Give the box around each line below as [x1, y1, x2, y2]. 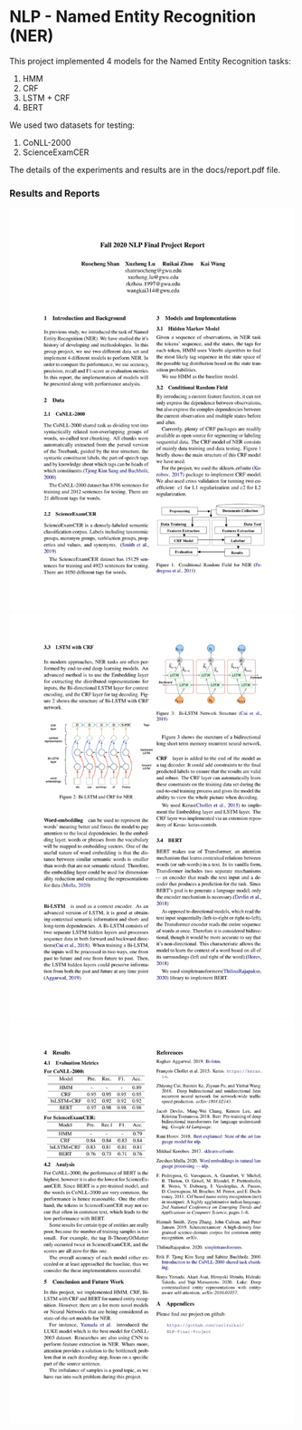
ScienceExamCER [22, 147, 90, 158]
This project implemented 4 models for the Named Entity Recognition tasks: [9, 55, 291, 66]
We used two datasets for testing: [9, 120, 136, 130]
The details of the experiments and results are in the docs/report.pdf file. [9, 164, 281, 175]
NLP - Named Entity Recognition [9, 6, 256, 27]
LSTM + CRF [22, 92, 71, 103]
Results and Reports [9, 187, 100, 199]
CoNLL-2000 [22, 137, 71, 148]
